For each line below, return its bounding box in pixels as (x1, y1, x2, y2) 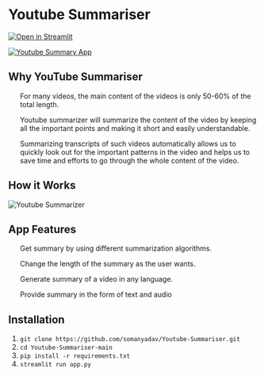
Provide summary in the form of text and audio (19, 290, 172, 299)
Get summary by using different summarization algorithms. (19, 244, 212, 253)
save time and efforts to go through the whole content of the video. (19, 155, 239, 165)
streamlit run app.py (19, 361, 91, 369)
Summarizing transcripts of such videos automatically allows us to (19, 139, 236, 148)
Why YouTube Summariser (8, 70, 143, 84)
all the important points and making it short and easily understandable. (19, 123, 251, 132)
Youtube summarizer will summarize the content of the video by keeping (19, 115, 257, 125)
